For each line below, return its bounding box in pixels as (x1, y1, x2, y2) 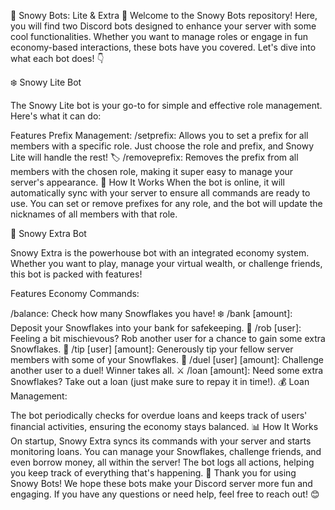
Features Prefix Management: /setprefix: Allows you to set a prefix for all (10, 130, 309, 141)
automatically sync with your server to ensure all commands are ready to (10, 187, 311, 199)
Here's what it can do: (10, 110, 102, 122)
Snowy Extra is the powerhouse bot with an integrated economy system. (10, 247, 310, 259)
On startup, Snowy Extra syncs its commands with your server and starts (10, 435, 312, 447)
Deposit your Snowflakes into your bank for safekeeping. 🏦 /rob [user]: (10, 322, 302, 334)
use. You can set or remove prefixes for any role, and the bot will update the (10, 198, 323, 209)
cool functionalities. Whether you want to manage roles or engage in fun (10, 31, 308, 42)
